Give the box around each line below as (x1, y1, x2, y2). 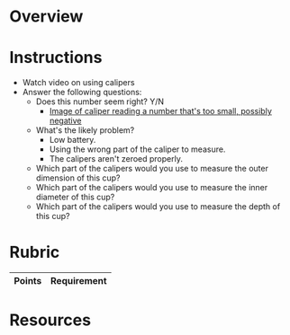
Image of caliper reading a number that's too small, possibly (49, 106, 273, 117)
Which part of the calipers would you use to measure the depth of (35, 201, 281, 212)
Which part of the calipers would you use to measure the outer (35, 163, 268, 174)
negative (49, 115, 82, 127)
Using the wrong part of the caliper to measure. (49, 144, 226, 154)
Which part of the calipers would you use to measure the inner (35, 182, 268, 193)
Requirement (50, 275, 107, 287)
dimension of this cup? (35, 172, 121, 183)
